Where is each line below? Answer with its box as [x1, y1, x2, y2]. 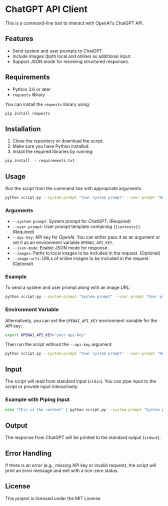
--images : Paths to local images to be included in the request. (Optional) [12, 250, 160, 256]
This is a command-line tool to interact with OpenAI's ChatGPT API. [5, 20, 144, 26]
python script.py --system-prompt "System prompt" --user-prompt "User [5, 294, 157, 299]
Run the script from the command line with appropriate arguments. [5, 185, 142, 191]
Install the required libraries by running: [12, 148, 93, 154]
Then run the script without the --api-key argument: [5, 341, 112, 347]
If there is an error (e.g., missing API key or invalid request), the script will [5, 462, 156, 468]
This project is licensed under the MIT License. [5, 495, 102, 501]
